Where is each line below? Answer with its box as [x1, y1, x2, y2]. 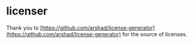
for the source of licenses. [122, 30, 188, 37]
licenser [6, 4, 48, 18]
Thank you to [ [6, 24, 43, 31]
